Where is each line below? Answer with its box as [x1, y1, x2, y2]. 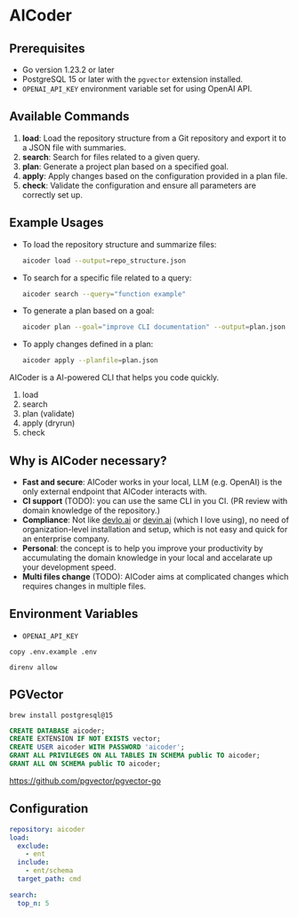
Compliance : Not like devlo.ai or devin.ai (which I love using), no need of [21, 514, 289, 525]
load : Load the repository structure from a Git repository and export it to [21, 133, 286, 143]
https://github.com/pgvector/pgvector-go [9, 775, 162, 786]
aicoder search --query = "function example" [21, 289, 187, 298]
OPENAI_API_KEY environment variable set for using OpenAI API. [21, 84, 253, 93]
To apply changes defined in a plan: [21, 339, 154, 350]
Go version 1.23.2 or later [21, 64, 115, 75]
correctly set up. [21, 189, 83, 200]
